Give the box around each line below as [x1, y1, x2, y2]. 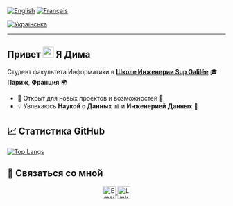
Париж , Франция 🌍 [7, 78, 67, 86]
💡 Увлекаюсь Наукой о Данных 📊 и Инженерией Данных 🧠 [17, 101, 198, 110]
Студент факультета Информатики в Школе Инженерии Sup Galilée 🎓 [7, 67, 218, 76]
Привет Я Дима [7, 49, 91, 60]
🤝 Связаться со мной [7, 167, 103, 180]
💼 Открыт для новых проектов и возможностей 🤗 [17, 94, 164, 102]
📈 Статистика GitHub [7, 126, 105, 137]
